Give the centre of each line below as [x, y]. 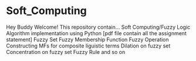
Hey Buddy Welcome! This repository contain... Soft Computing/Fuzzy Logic [98, 27]
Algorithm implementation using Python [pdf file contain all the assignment [96, 33]
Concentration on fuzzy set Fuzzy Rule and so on [66, 52]
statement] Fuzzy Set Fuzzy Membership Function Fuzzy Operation [87, 39]
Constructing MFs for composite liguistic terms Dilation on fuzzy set [88, 46]
